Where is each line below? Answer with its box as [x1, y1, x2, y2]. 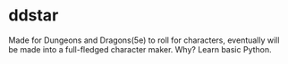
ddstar [8, 5, 59, 26]
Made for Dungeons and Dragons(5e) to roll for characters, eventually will [8, 35, 280, 45]
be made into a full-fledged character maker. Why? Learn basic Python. [8, 44, 272, 54]
